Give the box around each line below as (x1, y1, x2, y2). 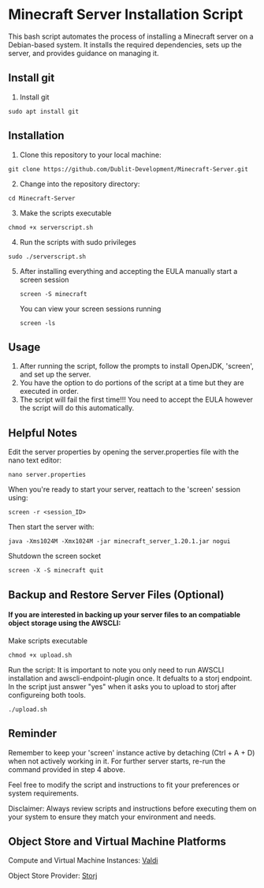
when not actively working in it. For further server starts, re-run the (8, 756, 226, 766)
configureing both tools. (8, 690, 87, 699)
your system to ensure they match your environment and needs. (8, 811, 217, 822)
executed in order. (19, 387, 79, 396)
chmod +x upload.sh (8, 651, 73, 659)
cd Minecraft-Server (8, 194, 76, 202)
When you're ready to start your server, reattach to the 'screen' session (8, 485, 240, 494)
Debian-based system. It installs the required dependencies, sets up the (8, 39, 242, 49)
